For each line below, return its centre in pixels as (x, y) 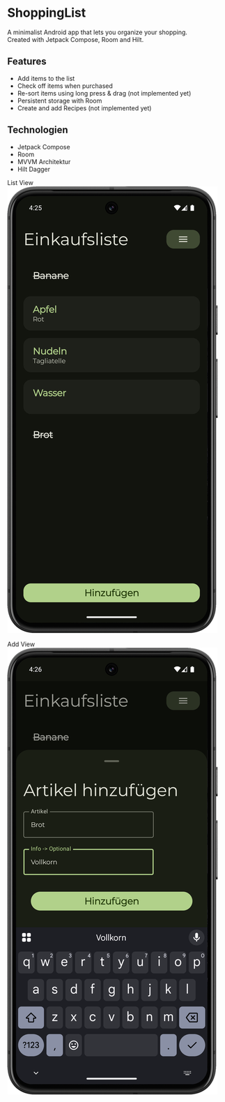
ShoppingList (47, 13)
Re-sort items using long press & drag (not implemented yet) (104, 93)
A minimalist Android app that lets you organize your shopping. (98, 32)
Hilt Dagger (34, 169)
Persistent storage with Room (60, 100)
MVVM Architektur (44, 161)
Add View (21, 644)
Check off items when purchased (65, 86)
